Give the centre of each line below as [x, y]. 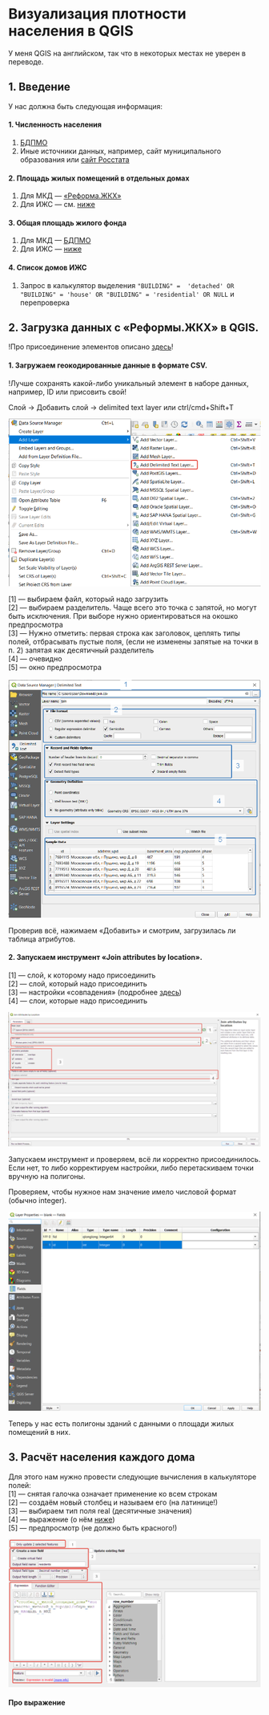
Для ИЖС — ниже [51, 249]
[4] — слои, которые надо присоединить [78, 1001]
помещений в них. [40, 1432]
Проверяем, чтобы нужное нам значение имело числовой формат [122, 1192]
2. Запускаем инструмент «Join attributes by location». [105, 957]
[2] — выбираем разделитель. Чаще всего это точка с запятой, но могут [133, 608]
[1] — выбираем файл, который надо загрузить [88, 599]
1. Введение [39, 87]
